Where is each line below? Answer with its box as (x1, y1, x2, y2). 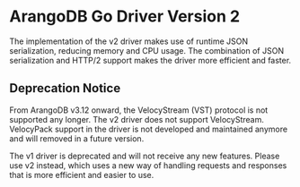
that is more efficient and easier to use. (9, 169, 154, 180)
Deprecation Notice (9, 81, 121, 96)
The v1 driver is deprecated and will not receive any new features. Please (9, 150, 280, 161)
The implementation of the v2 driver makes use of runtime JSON (9, 36, 249, 47)
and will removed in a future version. (9, 132, 145, 144)
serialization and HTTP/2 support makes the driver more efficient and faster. (9, 55, 292, 65)
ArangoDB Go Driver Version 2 (9, 6, 241, 27)
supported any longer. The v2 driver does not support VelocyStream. (9, 114, 265, 124)
